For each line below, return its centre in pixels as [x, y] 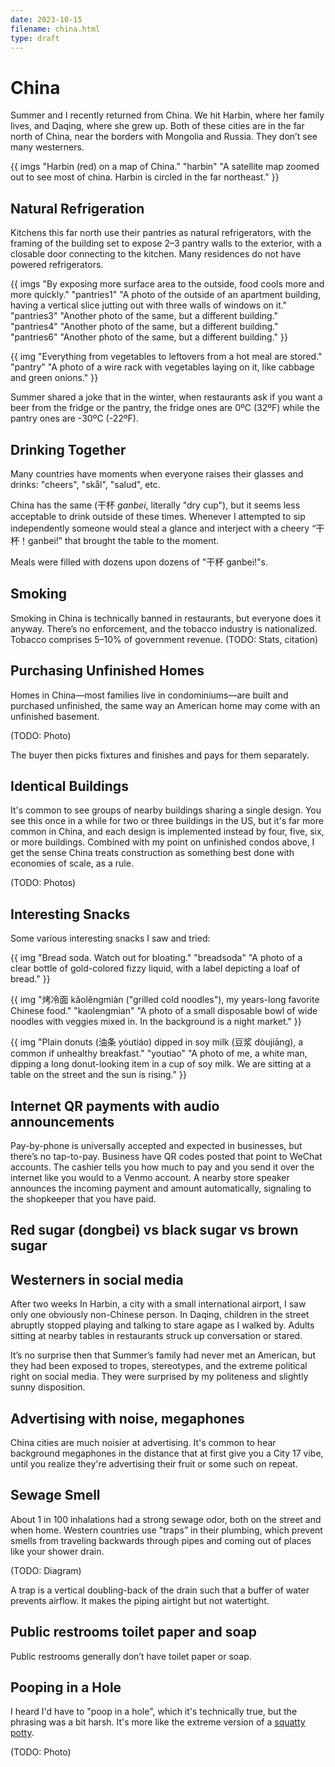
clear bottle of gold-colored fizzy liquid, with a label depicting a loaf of [155, 968]
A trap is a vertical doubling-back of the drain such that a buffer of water [160, 1590]
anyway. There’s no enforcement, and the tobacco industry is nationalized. [164, 628]
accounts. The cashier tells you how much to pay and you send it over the [162, 1167]
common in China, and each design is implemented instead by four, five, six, [167, 832]
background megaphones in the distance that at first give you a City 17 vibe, [167, 1453]
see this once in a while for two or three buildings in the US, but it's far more [167, 821]
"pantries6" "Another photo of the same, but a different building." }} [149, 337]
